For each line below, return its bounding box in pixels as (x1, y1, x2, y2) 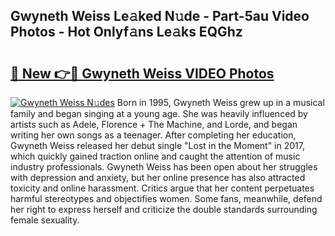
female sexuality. (10, 214, 80, 226)
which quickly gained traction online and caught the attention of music (10, 150, 301, 162)
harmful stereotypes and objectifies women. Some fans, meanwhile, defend (10, 193, 323, 204)
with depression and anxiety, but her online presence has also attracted (10, 172, 306, 183)
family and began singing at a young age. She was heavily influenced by (10, 108, 308, 119)
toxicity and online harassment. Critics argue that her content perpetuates (10, 182, 315, 194)
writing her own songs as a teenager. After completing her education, (10, 129, 297, 141)
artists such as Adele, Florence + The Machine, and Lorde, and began (10, 119, 298, 130)
